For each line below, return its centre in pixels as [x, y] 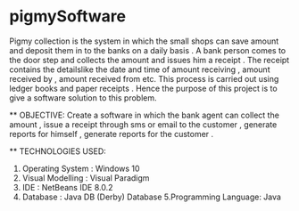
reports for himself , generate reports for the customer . [112, 134]
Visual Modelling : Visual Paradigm [86, 178]
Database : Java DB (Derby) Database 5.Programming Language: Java [151, 197]
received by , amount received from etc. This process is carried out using [144, 78]
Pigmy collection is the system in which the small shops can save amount [144, 41]
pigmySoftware [68, 16]
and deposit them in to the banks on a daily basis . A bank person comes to [148, 50]
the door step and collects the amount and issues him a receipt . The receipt [149, 60]
